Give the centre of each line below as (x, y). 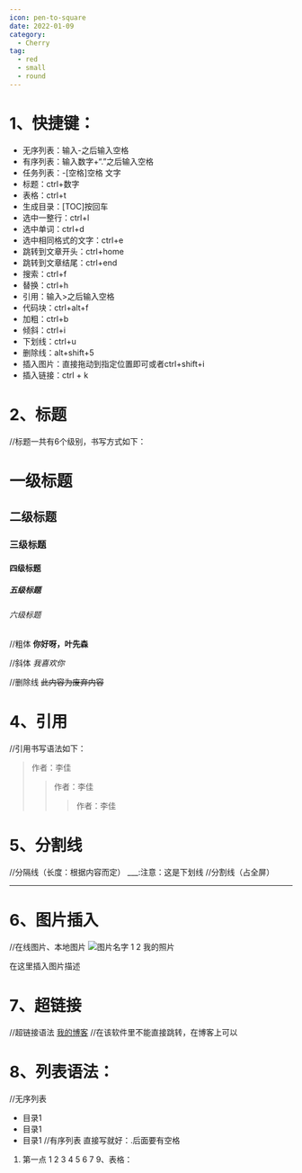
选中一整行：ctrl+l (56, 218)
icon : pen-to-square (48, 18)
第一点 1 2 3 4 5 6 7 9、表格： (77, 1159)
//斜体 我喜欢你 (37, 663)
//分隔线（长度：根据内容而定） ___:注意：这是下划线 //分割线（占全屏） (142, 873)
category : (28, 34)
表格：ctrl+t (44, 195)
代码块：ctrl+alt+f (55, 308)
